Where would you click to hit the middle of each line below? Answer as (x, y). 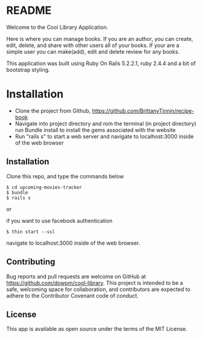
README (29, 11)
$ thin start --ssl (31, 232)
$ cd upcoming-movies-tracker (44, 187)
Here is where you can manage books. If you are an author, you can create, (100, 39)
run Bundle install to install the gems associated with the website (95, 130)
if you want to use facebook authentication (59, 221)
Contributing (31, 262)
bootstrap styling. (28, 69)
